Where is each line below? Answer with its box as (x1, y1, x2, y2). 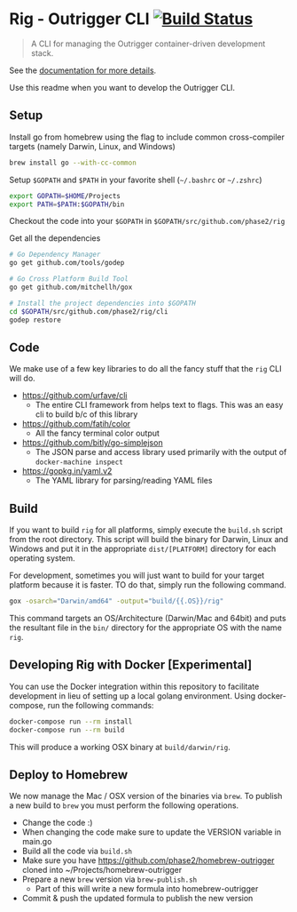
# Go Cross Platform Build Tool (9, 275, 129, 284)
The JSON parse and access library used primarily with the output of (35, 447, 287, 458)
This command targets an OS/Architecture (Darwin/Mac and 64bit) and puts (9, 613, 286, 623)
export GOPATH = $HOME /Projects (9, 191, 121, 200)
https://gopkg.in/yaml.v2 (21, 466, 113, 476)
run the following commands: (47, 700, 154, 710)
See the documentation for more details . (9, 65, 157, 76)
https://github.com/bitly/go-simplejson (21, 437, 163, 448)
